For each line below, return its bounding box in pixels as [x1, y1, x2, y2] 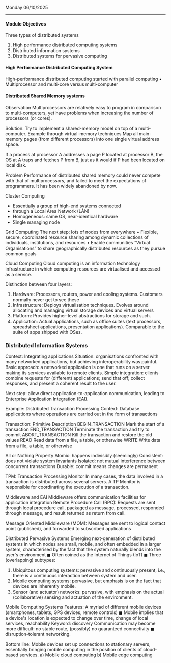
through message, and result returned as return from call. [5, 510, 126, 516]
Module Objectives [5, 20, 46, 27]
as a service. [5, 271, 32, 277]
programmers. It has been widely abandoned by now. [5, 183, 117, 189]
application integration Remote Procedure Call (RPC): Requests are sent [5, 499, 156, 505]
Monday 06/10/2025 [5, 5, 48, 10]
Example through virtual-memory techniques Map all [27, 130, 138, 137]
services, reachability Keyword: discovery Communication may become [5, 620, 156, 626]
